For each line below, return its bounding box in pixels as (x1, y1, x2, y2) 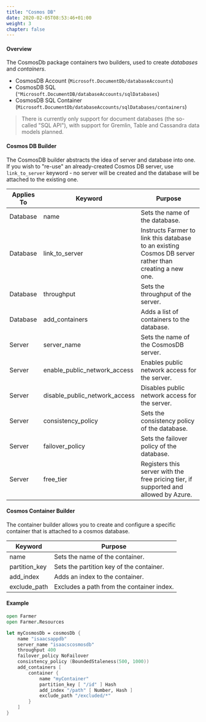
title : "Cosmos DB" (6, 9, 56, 15)
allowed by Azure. (140, 490, 193, 498)
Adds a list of (140, 307, 179, 316)
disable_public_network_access (43, 391, 135, 399)
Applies (12, 190, 35, 198)
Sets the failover (140, 434, 188, 442)
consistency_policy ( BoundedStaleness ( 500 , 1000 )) (17, 659, 150, 665)
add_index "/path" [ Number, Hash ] (39, 687, 133, 693)
